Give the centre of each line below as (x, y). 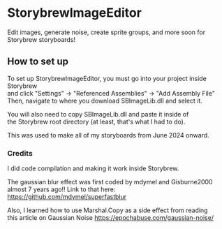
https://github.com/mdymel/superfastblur (67, 197)
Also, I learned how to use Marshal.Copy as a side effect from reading (108, 210)
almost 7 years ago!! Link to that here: (61, 189)
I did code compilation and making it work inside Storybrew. (93, 168)
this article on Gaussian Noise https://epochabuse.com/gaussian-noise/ (111, 218)
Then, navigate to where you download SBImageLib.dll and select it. (105, 101)
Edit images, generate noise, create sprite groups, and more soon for (106, 32)
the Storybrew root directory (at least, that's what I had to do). (96, 121)
